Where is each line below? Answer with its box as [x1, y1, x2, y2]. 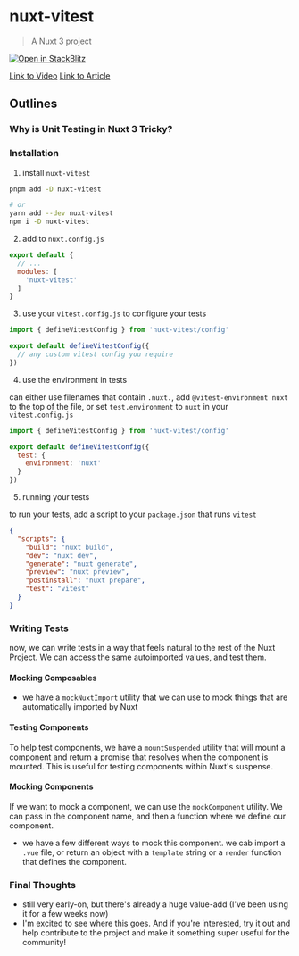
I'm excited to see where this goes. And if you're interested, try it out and [21, 918, 291, 928]
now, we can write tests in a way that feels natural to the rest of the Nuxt [9, 643, 276, 653]
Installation [9, 147, 60, 160]
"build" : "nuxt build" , [25, 543, 114, 552]
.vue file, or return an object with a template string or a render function [21, 846, 282, 858]
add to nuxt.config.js [21, 234, 104, 245]
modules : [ [17, 267, 58, 276]
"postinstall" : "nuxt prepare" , [25, 576, 145, 586]
